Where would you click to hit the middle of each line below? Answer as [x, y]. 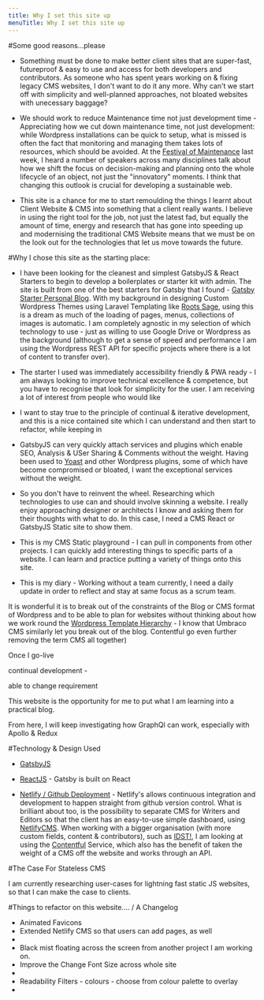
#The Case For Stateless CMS [57, 868]
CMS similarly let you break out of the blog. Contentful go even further [123, 631]
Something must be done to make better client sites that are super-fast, [136, 61]
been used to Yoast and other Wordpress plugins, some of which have [134, 461]
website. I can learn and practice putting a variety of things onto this [130, 559]
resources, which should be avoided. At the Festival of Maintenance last [136, 152]
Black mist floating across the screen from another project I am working [136, 947]
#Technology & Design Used [54, 748]
